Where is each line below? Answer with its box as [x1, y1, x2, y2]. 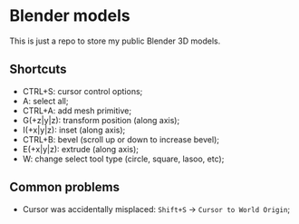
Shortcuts [9, 62, 67, 77]
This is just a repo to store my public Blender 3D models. [9, 35, 221, 46]
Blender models [9, 5, 130, 26]
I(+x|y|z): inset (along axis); [22, 124, 126, 135]
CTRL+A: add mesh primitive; [22, 105, 132, 116]
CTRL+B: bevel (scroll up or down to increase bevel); [22, 133, 220, 145]
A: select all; [22, 95, 69, 106]
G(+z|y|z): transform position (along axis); [22, 114, 180, 125]
